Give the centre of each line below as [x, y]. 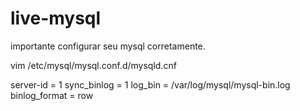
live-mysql [56, 18]
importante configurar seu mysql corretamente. [108, 46]
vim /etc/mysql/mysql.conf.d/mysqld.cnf [93, 65]
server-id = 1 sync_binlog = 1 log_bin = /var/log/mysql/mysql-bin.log [150, 84]
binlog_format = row [52, 95]
